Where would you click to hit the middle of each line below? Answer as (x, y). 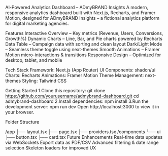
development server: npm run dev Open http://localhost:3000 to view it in (82, 107)
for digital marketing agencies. (37, 23)
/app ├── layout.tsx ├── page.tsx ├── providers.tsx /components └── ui (83, 132)
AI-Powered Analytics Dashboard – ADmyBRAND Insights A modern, (77, 7)
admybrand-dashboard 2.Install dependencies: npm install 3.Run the (77, 101)
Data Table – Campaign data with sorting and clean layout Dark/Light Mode (84, 44)
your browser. (20, 112)
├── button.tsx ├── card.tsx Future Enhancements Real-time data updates (84, 137)
